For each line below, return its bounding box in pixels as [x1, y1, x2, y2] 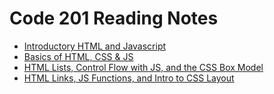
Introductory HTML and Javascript [23, 40, 167, 52]
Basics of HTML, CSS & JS [23, 50, 134, 62]
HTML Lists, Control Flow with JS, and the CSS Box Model [23, 61, 264, 73]
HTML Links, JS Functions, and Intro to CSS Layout [23, 72, 235, 84]
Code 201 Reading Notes [9, 7, 219, 30]
